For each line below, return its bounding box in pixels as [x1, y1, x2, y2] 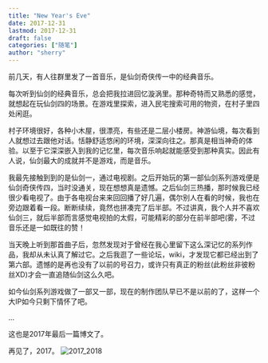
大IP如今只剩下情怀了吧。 [8, 297, 92, 306]
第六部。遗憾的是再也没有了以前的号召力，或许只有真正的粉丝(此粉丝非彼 [8, 260, 249, 269]
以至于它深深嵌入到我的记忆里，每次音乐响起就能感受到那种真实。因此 [22, 146, 253, 155]
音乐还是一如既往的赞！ [8, 223, 85, 232]
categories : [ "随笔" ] [8, 42, 78, 50]
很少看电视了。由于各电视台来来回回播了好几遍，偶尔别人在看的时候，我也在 [8, 193, 260, 202]
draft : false [8, 34, 52, 42]
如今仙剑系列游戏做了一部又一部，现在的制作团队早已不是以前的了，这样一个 [8, 287, 260, 296]
